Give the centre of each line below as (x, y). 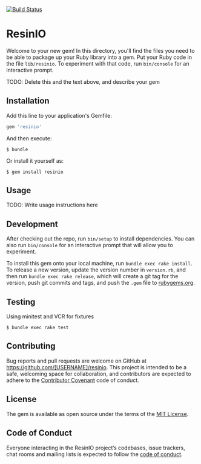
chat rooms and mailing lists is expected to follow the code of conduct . (94, 454)
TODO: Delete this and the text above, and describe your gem (83, 81)
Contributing (31, 346)
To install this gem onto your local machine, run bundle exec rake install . (99, 264)
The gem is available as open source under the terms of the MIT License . (97, 414)
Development (32, 224)
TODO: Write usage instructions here (52, 205)
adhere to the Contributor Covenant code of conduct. (73, 380)
